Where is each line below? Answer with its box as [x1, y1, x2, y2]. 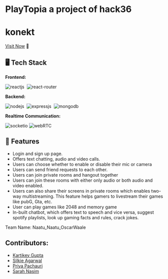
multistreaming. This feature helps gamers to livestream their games [22, 193, 163, 199]
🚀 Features [5, 137, 40, 146]
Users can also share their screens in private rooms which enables [12, 188, 150, 194]
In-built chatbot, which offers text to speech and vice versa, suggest [12, 209, 154, 215]
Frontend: [5, 74, 27, 80]
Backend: [5, 93, 26, 99]
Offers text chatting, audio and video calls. [12, 156, 100, 162]
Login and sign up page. [12, 151, 63, 157]
